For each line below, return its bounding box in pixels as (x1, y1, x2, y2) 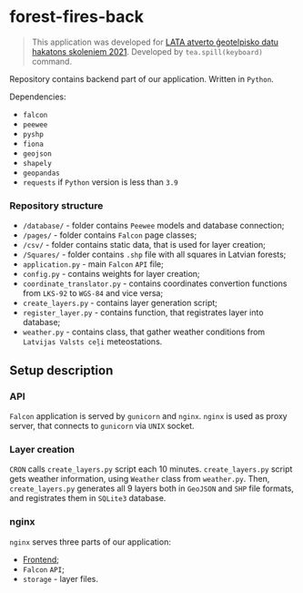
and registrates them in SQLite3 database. (9, 493, 167, 504)
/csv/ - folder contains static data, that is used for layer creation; (22, 240, 267, 250)
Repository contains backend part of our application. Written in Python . (9, 73, 275, 84)
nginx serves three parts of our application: (9, 536, 171, 547)
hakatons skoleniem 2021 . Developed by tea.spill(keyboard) (31, 46, 264, 56)
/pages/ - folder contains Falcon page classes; (22, 230, 197, 240)
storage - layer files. (22, 573, 98, 584)
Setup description (9, 363, 114, 378)
